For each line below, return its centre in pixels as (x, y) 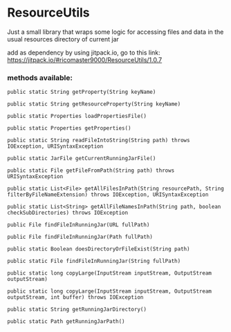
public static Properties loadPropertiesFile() (77, 116)
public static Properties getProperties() (69, 128)
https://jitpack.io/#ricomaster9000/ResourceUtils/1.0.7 (85, 59)
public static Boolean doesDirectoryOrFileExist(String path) (99, 249)
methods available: (40, 77)
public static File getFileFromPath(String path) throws (91, 170)
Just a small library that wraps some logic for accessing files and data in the (115, 32)
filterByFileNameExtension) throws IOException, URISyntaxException (108, 195)
